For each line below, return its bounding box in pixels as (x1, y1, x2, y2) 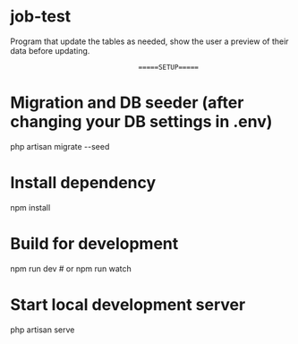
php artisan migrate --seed (10, 141, 110, 151)
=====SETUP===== (138, 63, 200, 72)
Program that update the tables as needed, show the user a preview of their (10, 36, 289, 47)
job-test (10, 6, 72, 27)
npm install (10, 202, 51, 212)
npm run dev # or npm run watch (10, 262, 132, 274)
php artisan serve (10, 324, 75, 335)
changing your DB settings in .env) (10, 112, 273, 132)
